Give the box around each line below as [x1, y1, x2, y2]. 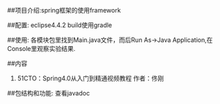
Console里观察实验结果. [7, 45, 76, 52]
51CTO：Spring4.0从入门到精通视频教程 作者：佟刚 [17, 74, 164, 82]
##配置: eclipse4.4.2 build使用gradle [7, 21, 113, 29]
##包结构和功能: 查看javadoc [7, 89, 91, 97]
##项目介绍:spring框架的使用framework [7, 6, 121, 14]
